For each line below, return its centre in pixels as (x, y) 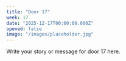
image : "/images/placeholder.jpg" (50, 34)
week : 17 (17, 18)
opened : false (24, 29)
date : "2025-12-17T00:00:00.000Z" (50, 23)
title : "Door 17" (28, 12)
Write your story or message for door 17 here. (63, 51)
